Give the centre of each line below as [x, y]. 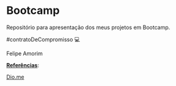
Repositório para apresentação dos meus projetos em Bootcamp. [88, 27]
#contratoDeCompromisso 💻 [43, 39]
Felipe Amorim [24, 53]
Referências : [23, 65]
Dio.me [15, 77]
